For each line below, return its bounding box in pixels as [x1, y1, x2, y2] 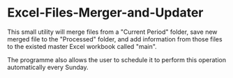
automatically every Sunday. [7, 63, 89, 71]
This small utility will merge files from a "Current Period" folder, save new [7, 28, 218, 36]
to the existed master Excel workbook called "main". [7, 42, 157, 50]
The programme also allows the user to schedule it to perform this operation [7, 55, 227, 64]
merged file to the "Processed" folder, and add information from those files [7, 35, 223, 43]
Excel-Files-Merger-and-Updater [7, 5, 204, 21]
